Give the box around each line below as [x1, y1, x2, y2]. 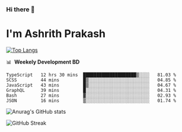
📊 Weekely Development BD [6, 58, 80, 65]
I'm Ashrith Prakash [6, 27, 106, 41]
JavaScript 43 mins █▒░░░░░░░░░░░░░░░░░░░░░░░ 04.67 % [6, 82, 177, 88]
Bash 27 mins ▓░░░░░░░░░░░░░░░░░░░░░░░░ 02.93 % [6, 93, 177, 98]
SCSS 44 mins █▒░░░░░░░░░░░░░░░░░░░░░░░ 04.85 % [6, 77, 177, 83]
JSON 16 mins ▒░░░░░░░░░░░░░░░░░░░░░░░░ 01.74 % [6, 97, 177, 104]
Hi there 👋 [6, 5, 36, 14]
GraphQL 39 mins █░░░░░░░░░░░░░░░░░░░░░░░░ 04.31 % [6, 87, 177, 93]
